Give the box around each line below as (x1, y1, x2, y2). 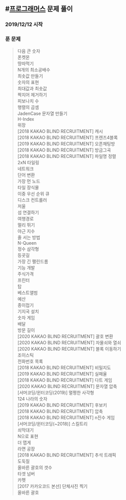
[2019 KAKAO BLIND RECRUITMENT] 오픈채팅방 (17, 140, 116, 146)
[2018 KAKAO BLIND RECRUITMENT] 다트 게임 (17, 377, 113, 383)
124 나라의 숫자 (17, 396, 48, 402)
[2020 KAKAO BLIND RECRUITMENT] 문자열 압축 (17, 383, 118, 389)
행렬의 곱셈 (17, 104, 39, 110)
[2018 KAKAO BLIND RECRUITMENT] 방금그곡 (17, 147, 111, 153)
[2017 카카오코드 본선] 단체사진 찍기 (17, 483, 88, 489)
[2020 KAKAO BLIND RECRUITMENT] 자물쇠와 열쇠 (17, 339, 122, 346)
